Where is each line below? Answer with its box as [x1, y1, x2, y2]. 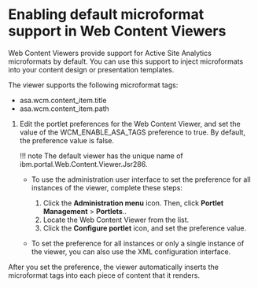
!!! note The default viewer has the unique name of [19, 151, 183, 161]
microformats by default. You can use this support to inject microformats [8, 57, 244, 66]
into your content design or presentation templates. [8, 65, 175, 74]
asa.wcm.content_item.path [19, 104, 110, 113]
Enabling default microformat [8, 6, 205, 24]
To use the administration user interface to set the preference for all [31, 175, 251, 184]
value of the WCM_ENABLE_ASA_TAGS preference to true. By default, [19, 127, 246, 137]
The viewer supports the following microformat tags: [8, 80, 179, 90]
